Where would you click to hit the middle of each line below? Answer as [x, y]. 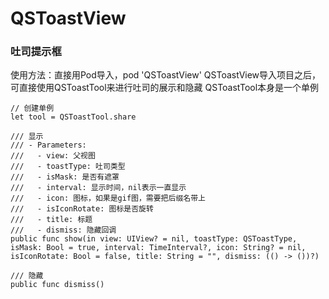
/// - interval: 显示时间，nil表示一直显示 [98, 188]
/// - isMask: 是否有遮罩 [65, 177]
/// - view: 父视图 [53, 156]
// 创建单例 [32, 108]
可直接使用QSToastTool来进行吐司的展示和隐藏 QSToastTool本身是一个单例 [165, 88]
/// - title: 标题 [51, 220]
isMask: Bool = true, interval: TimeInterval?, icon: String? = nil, [158, 248]
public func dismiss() [57, 285]
